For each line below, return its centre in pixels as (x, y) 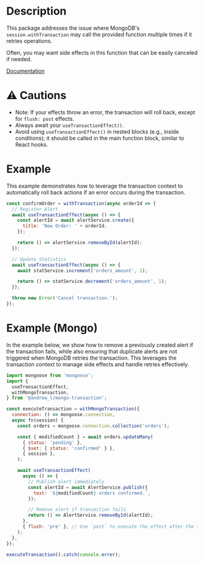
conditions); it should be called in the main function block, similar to (100, 138)
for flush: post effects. (45, 118)
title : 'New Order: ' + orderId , (65, 226)
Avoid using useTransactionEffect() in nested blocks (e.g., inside (97, 131)
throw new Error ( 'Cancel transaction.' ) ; (65, 298)
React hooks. (32, 145)
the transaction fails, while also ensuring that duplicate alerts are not (92, 351)
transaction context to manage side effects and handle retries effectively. (98, 364)
